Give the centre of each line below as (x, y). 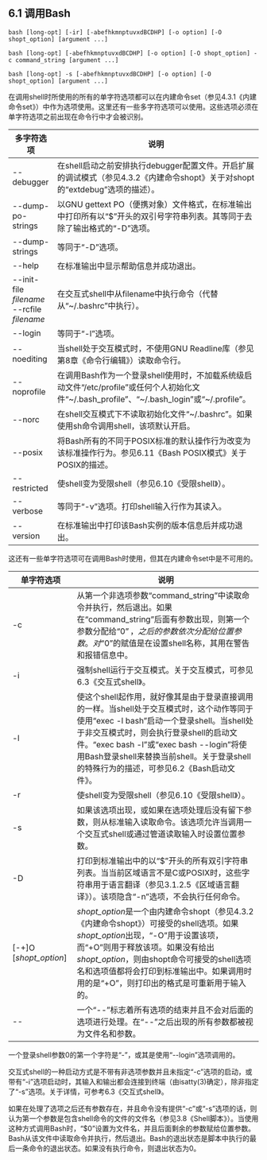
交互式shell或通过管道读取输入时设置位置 (161, 834)
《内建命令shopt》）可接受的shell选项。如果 (158, 923)
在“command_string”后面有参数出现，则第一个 (163, 619)
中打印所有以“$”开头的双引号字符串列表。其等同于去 (155, 216)
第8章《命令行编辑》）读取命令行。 (121, 360)
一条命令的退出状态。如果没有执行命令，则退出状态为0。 (108, 1148)
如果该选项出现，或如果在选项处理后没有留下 (161, 810)
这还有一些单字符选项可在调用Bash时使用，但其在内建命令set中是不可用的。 (133, 558)
